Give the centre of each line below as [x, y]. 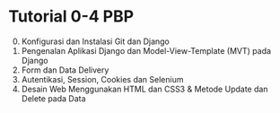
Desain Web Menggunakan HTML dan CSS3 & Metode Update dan [144, 89]
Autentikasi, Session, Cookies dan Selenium [102, 79]
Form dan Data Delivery [65, 70]
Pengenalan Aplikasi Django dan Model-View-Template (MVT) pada [146, 50]
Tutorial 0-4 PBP [71, 17]
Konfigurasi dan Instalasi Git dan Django [95, 41]
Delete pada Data [53, 98]
